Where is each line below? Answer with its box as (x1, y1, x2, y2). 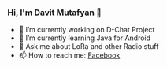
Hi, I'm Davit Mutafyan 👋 (7, 7, 102, 18)
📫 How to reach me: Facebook (18, 50, 121, 60)
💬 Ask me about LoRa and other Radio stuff (18, 42, 159, 51)
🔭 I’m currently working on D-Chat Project (18, 25, 155, 35)
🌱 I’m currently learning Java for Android (18, 33, 151, 43)
